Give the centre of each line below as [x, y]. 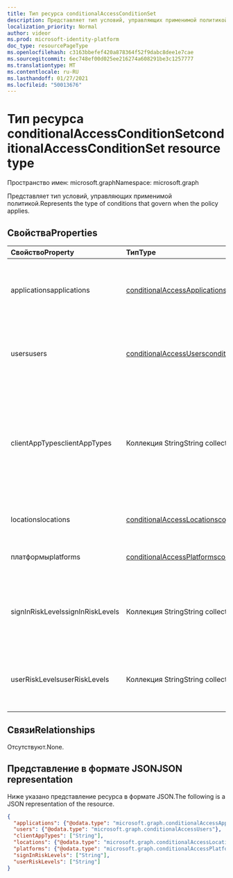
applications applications [50, 290]
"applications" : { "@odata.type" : [62, 823]
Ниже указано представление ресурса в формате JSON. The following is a [116, 796]
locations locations [41, 520]
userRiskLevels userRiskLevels [60, 680]
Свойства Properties [53, 233]
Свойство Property [43, 252]
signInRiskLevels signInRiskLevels [65, 611]
